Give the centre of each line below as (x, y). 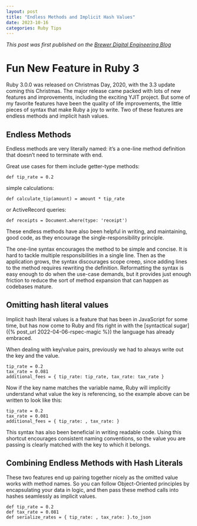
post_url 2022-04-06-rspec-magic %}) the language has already (96, 332)
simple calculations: (30, 188)
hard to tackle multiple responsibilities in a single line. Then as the (86, 255)
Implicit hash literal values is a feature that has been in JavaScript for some (97, 319)
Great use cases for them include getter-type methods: (73, 166)
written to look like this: (34, 400)
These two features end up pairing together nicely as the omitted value (92, 477)
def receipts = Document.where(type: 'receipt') (67, 221)
